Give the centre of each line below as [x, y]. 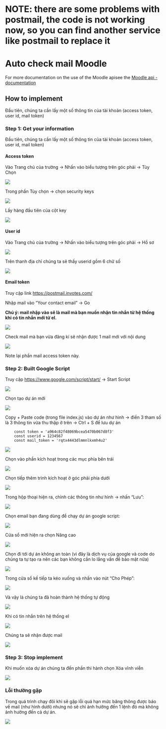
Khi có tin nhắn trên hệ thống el [37, 616]
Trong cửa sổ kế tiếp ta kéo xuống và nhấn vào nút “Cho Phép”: [70, 578]
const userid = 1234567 [39, 436]
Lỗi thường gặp [24, 691]
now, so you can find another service [83, 30]
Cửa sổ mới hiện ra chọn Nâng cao [40, 535]
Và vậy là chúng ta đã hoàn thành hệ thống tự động [57, 597]
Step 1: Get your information [40, 128]
